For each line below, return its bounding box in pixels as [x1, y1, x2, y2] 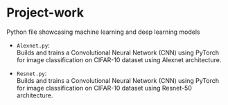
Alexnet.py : [16, 41, 50, 49]
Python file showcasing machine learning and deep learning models [6, 28, 200, 36]
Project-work [6, 5, 85, 21]
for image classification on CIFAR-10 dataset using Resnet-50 [16, 84, 192, 92]
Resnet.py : [16, 69, 47, 77]
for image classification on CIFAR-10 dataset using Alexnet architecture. [16, 55, 222, 64]
